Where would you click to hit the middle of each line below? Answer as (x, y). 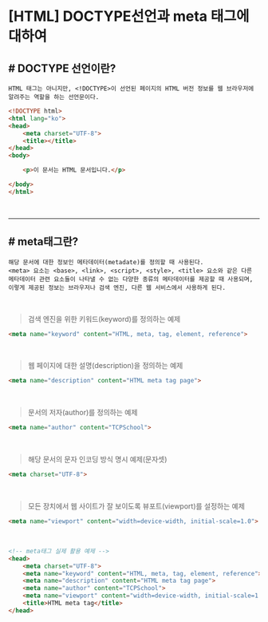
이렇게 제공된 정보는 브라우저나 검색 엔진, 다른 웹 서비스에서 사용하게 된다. (117, 287)
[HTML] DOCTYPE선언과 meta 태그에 (129, 16)
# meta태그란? (43, 242)
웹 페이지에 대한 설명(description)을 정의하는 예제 (105, 366)
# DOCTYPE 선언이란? (62, 68)
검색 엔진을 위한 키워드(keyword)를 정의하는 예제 (104, 319)
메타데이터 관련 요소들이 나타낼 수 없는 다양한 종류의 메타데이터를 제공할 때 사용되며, (131, 279)
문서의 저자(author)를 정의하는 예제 (83, 413)
